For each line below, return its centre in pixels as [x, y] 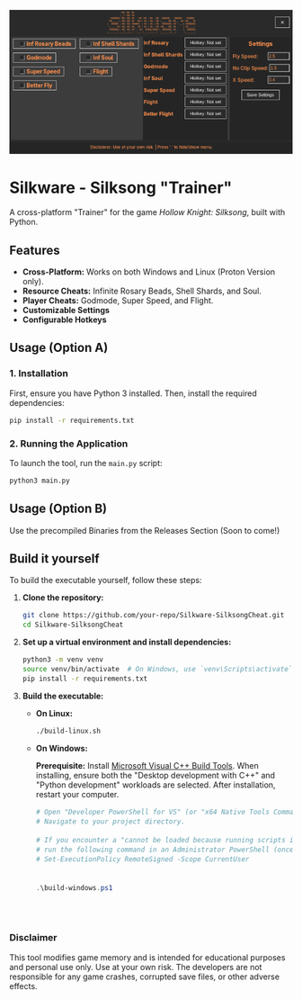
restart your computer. [77, 794]
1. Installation [39, 373]
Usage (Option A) [59, 348]
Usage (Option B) [58, 509]
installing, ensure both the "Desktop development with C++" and [155, 775]
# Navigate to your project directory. [111, 821]
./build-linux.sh [68, 731]
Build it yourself [55, 559]
